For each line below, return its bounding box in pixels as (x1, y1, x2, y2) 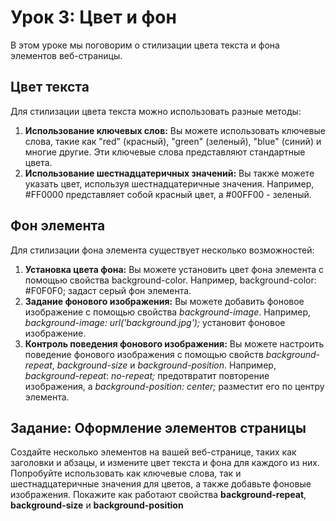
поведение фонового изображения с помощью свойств (24, 348, 264, 360)
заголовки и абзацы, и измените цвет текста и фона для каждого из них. (10, 457, 320, 469)
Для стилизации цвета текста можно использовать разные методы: (10, 105, 302, 117)
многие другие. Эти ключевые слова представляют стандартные (24, 146, 306, 158)
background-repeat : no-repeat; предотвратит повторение (24, 369, 270, 381)
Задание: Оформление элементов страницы (10, 419, 307, 436)
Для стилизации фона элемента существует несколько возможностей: (10, 244, 315, 256)
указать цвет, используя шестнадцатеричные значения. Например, (24, 177, 315, 190)
